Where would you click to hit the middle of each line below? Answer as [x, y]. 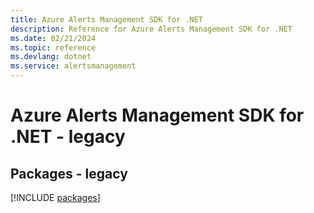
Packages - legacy [69, 173]
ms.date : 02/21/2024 [53, 38]
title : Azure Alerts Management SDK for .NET [106, 19]
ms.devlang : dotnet [51, 57]
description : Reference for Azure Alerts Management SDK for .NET [151, 29]
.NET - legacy [68, 137]
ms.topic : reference [53, 47]
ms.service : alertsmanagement [73, 66]
